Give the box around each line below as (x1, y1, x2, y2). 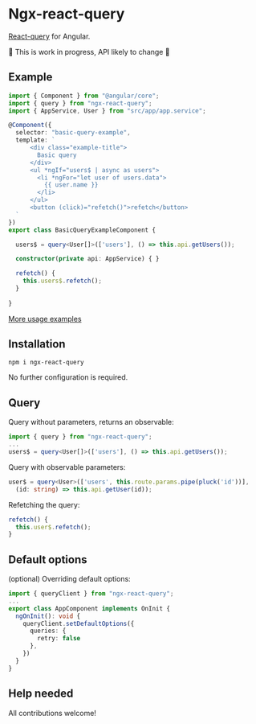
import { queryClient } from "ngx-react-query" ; (8, 590, 174, 598)
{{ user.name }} (43, 181, 99, 189)
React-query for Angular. (8, 31, 91, 41)
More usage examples (8, 314, 82, 323)
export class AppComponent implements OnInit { (8, 604, 171, 612)
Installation (8, 337, 66, 351)
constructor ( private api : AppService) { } (15, 255, 160, 263)
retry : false (37, 635, 81, 643)
